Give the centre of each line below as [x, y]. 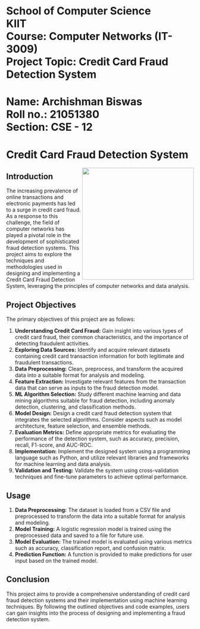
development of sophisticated [43, 242]
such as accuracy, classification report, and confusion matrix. [90, 548]
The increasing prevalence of [42, 191]
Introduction [30, 177]
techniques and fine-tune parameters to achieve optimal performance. [101, 477]
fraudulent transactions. [44, 363]
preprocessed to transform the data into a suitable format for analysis [100, 516]
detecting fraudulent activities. [52, 343]
